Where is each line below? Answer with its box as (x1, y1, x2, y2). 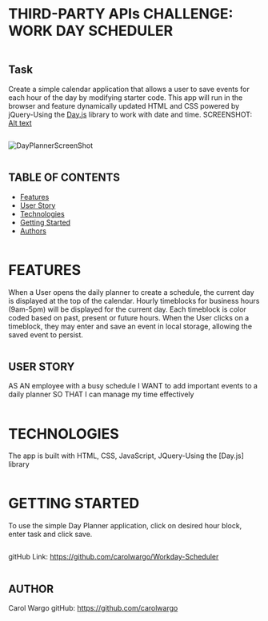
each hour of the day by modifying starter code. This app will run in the (8, 93, 243, 102)
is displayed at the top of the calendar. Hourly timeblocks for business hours (8, 296, 260, 305)
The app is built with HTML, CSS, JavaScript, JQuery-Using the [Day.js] (8, 451, 244, 460)
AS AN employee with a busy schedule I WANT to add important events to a (8, 381, 258, 391)
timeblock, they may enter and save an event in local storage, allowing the (8, 321, 253, 331)
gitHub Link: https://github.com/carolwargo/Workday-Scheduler (8, 552, 219, 562)
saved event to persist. (8, 329, 84, 340)
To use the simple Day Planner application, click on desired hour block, (8, 521, 242, 531)
